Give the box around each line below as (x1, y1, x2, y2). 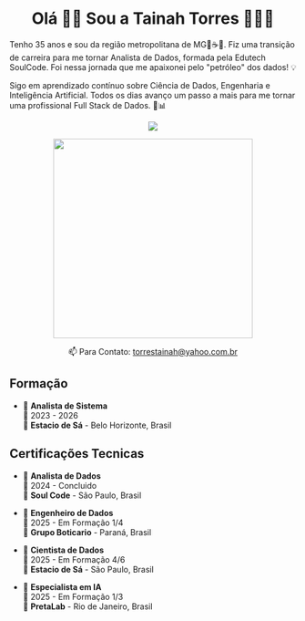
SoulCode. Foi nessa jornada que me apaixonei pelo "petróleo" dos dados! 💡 (9, 61, 297, 72)
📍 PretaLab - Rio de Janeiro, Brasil (22, 601, 153, 612)
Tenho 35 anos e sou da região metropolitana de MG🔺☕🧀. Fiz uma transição (9, 38, 296, 49)
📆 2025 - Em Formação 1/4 (22, 517, 124, 528)
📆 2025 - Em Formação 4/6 (22, 554, 126, 564)
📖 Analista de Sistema (22, 400, 107, 411)
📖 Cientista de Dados (22, 544, 105, 555)
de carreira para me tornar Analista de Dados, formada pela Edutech (9, 52, 267, 63)
